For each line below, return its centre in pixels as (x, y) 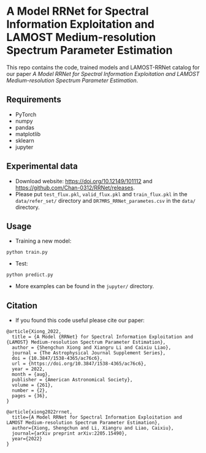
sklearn (25, 140)
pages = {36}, (30, 396)
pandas (25, 128)
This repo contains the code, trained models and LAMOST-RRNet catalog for (103, 67)
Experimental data (42, 166)
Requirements (34, 100)
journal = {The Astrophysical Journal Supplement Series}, (89, 353)
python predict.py (30, 275)
